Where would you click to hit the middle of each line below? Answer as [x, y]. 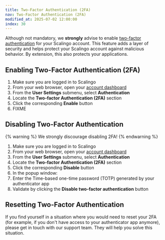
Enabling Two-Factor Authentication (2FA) [73, 70]
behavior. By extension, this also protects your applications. [67, 54]
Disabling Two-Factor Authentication [64, 124]
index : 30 [16, 24]
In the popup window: [35, 173]
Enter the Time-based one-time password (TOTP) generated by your [83, 178]
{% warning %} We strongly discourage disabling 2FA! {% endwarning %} [82, 137]
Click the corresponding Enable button [52, 103]
